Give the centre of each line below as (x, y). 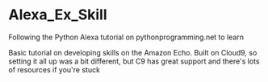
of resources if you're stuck (54, 69)
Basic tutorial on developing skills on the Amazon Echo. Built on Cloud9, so (133, 52)
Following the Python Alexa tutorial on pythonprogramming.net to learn (126, 37)
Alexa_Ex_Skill (58, 15)
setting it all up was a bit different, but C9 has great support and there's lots (134, 61)
